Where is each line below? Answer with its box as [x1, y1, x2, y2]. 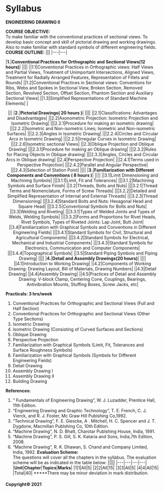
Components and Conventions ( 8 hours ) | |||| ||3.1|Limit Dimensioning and [7, 172, 158, 178]
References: [5, 387, 31, 394]
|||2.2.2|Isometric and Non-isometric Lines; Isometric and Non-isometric [9, 125, 156, 131]
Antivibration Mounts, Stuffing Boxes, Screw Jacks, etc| [26, 281, 139, 287]
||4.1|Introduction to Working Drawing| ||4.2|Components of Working [14, 260, 151, 267]
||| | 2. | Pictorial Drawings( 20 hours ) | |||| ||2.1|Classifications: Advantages [7, 110, 158, 115]
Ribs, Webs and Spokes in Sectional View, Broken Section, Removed [5, 85, 143, 90]
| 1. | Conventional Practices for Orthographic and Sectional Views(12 [5, 59, 145, 65]
